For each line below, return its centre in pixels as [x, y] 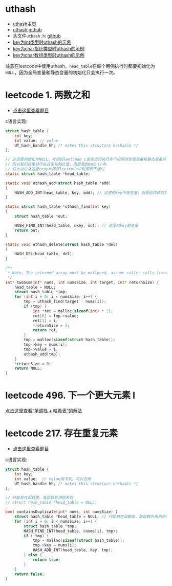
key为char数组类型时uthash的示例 [48, 55]
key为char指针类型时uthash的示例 [48, 48]
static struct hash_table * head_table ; [48, 174]
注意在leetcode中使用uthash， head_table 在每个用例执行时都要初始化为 [80, 66]
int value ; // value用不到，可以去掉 [53, 479]
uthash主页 [25, 24]
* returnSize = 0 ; [33, 364]
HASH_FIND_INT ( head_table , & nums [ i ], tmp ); [71, 531]
